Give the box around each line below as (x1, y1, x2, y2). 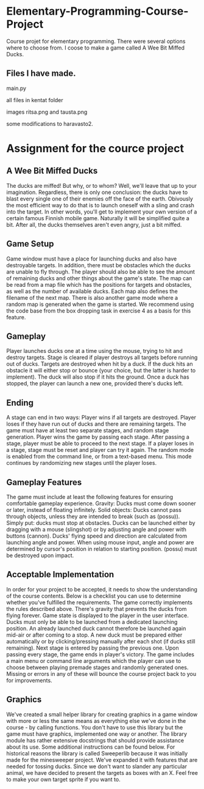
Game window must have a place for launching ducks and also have (6, 255, 177, 262)
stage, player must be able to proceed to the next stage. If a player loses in (6, 440, 194, 447)
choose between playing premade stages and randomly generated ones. (6, 664, 189, 671)
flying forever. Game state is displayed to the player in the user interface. (6, 612, 189, 619)
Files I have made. (6, 69, 76, 79)
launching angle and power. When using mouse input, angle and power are (6, 539, 194, 546)
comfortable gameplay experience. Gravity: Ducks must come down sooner (6, 500, 196, 507)
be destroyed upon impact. (6, 552, 74, 559)
